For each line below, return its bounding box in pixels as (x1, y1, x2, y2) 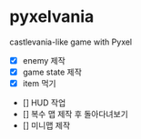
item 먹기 (22, 78, 56, 89)
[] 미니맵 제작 (22, 120, 71, 131)
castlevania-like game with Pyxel (9, 36, 133, 47)
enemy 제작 (22, 55, 66, 65)
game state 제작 (22, 66, 82, 77)
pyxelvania (9, 6, 95, 27)
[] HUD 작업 (22, 97, 66, 108)
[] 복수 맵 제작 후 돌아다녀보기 (22, 109, 129, 120)
